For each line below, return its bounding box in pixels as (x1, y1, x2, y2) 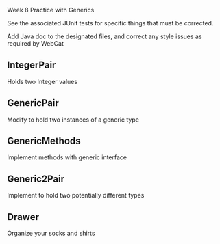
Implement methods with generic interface (7, 153, 127, 161)
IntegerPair (7, 59, 56, 71)
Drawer (7, 211, 40, 223)
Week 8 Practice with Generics (7, 6, 95, 14)
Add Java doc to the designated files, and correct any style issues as (7, 32, 202, 40)
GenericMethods (7, 135, 81, 147)
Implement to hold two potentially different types (7, 191, 145, 200)
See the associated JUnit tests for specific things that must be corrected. (7, 19, 214, 27)
